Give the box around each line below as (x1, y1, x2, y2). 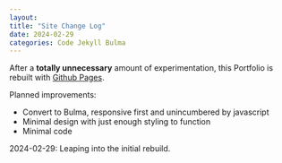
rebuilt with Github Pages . (9, 73, 105, 83)
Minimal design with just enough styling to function (21, 116, 211, 127)
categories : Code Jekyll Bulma (9, 38, 126, 47)
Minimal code (21, 126, 73, 137)
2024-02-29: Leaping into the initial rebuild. (9, 143, 171, 154)
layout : (9, 13, 38, 22)
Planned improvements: (9, 90, 97, 100)
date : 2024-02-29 (9, 30, 74, 39)
